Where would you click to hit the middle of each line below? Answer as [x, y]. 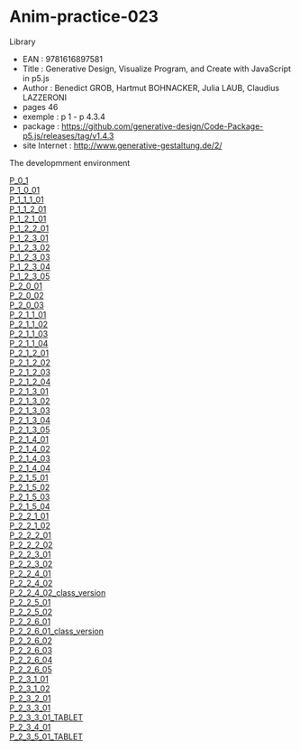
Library [23, 42]
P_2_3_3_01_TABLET [46, 717]
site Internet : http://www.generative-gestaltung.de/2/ [122, 145]
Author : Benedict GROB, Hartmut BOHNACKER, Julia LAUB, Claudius [151, 88]
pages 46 [40, 106]
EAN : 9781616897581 [63, 59]
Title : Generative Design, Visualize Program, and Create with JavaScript [156, 69]
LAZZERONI [45, 97]
